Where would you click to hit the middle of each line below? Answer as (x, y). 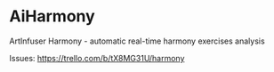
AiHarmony (52, 16)
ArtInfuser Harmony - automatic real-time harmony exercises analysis (137, 41)
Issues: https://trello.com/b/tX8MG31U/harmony (97, 58)
